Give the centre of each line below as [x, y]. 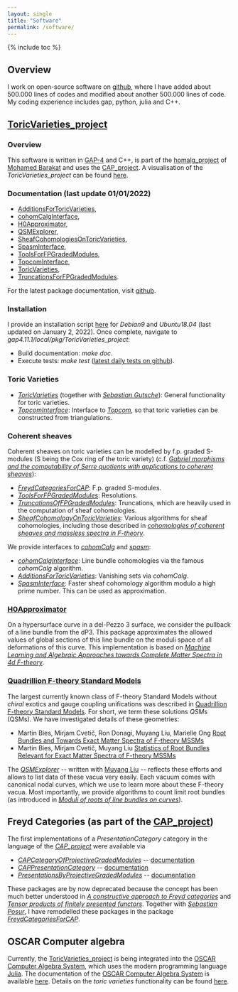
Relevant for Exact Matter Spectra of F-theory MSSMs [97, 755]
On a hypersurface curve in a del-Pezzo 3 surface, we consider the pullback [119, 625]
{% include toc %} [34, 48]
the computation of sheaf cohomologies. [77, 511]
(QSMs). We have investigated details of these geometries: [93, 719]
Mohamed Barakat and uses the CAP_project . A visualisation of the [106, 167]
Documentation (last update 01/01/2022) [79, 193]
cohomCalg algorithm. [50, 568]
